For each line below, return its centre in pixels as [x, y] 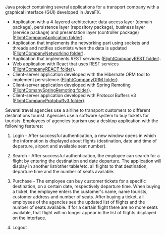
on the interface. [29, 218]
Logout [20, 228]
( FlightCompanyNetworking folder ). [49, 53]
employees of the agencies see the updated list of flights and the [79, 202]
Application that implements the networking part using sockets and [81, 43]
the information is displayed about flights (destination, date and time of [84, 141]
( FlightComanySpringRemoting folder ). [52, 90]
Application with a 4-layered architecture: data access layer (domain [82, 22]
